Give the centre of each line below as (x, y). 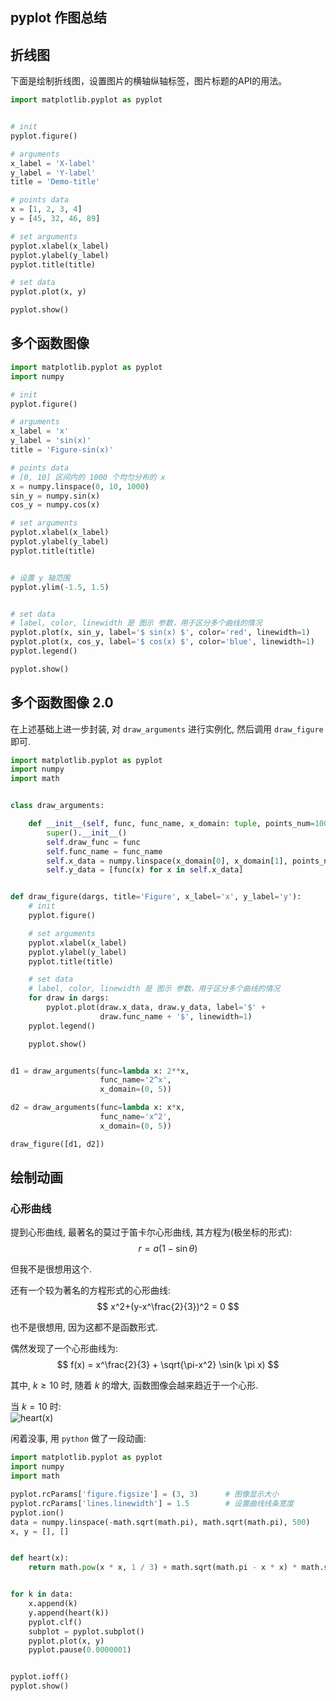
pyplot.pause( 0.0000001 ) (80, 1650)
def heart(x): (40, 1558)
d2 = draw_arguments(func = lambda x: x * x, (98, 1108)
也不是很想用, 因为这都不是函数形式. (84, 1327)
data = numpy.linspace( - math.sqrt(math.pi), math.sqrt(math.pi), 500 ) (160, 1522)
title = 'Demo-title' (55, 182)
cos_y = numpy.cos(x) (55, 505)
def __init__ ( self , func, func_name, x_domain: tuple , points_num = (171, 824)
